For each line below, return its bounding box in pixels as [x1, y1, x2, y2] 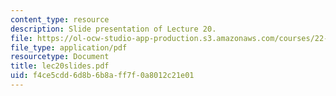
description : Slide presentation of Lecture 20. [10, 24, 217, 34]
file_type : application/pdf [10, 42, 128, 53]
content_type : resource [10, 14, 110, 25]
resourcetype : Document [10, 52, 110, 62]
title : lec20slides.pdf [10, 61, 110, 71]
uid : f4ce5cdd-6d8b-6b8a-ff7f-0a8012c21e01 [10, 71, 195, 81]
